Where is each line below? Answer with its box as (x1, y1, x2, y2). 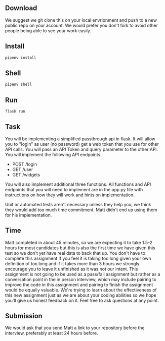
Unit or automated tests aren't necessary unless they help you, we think (5, 201, 152, 207)
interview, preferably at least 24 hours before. (5, 330, 98, 336)
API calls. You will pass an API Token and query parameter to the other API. (5, 146, 158, 152)
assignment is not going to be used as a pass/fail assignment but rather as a (5, 271, 161, 277)
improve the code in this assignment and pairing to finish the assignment (5, 282, 153, 287)
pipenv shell (5, 82, 32, 87)
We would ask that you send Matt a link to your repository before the (5, 325, 145, 331)
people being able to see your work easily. (5, 27, 91, 34)
